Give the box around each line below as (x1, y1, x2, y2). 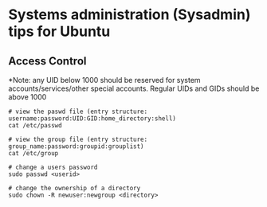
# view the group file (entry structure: (8, 135, 148, 143)
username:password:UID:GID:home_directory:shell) (8, 115, 177, 123)
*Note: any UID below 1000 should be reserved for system (8, 76, 201, 84)
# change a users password (8, 163, 98, 171)
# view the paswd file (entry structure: (8, 107, 148, 115)
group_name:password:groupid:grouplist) (8, 143, 145, 150)
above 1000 (8, 92, 47, 101)
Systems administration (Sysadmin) (8, 6, 251, 24)
